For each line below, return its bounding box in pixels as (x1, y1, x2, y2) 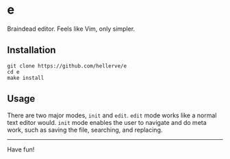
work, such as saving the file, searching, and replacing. (7, 126, 163, 134)
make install (7, 74, 44, 81)
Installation (7, 44, 56, 56)
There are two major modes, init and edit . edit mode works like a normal (7, 111, 217, 119)
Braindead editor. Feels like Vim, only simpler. (7, 25, 136, 33)
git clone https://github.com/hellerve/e (7, 62, 127, 70)
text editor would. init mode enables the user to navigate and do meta (7, 118, 207, 126)
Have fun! (7, 145, 35, 154)
